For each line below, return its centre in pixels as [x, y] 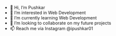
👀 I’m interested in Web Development [48, 13]
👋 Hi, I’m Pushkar [27, 8]
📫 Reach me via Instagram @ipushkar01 [52, 28]
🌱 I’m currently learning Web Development [53, 18]
